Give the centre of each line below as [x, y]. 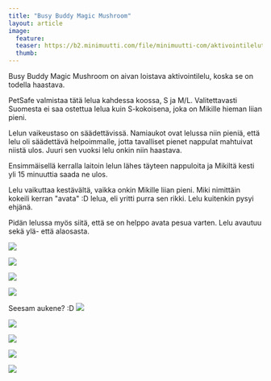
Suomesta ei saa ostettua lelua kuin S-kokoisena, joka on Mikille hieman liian [135, 109]
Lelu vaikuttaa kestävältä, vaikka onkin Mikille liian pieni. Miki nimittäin [124, 190]
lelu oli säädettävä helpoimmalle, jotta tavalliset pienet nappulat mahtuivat [131, 141]
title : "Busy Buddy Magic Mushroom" [70, 16]
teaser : [29, 46]
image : [19, 31]
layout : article [35, 23]
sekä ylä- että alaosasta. [49, 231]
